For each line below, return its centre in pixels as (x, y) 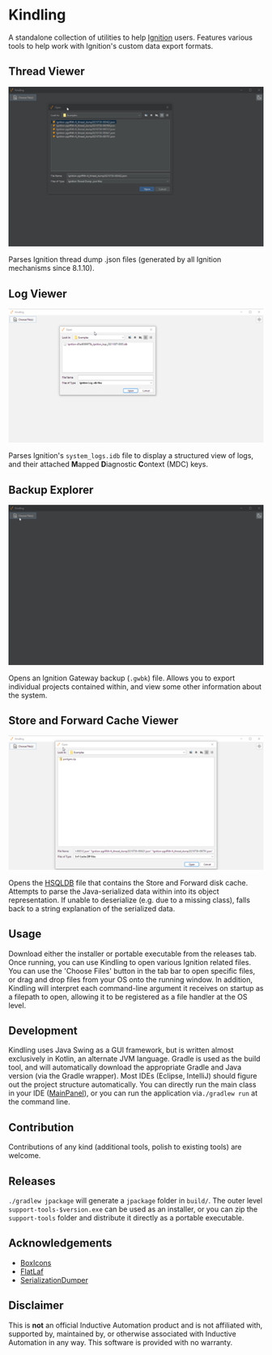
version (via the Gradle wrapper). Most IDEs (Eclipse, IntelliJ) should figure (133, 1076)
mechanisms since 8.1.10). (51, 268)
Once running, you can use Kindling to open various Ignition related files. (130, 962)
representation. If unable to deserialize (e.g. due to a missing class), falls (130, 900)
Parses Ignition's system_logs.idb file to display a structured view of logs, (131, 456)
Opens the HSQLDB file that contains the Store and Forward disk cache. (128, 882)
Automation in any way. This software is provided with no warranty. (121, 1342)
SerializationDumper (54, 1280)
